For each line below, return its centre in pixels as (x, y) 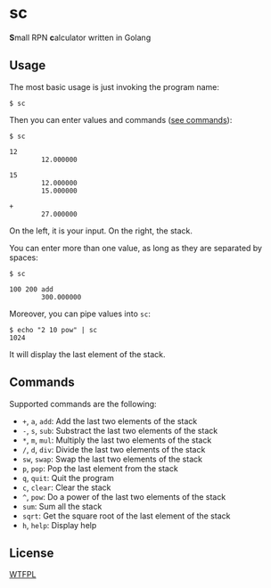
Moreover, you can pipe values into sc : (80, 314)
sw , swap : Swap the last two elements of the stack (112, 459)
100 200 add (31, 289)
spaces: (24, 257)
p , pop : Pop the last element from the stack (100, 468)
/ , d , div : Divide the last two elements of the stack (114, 449)
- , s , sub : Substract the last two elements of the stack (120, 430)
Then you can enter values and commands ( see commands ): (121, 119)
